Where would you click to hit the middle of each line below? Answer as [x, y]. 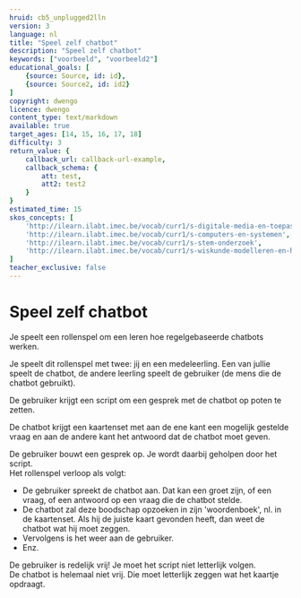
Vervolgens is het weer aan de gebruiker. [98, 538]
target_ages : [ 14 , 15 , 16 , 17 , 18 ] [76, 134]
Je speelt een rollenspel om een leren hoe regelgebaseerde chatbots [137, 336]
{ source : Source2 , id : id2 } [77, 84]
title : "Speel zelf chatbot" [64, 43]
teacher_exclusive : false [57, 268]
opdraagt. [27, 584]
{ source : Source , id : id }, [76, 76]
